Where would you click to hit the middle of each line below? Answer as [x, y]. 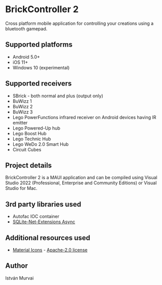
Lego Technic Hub [32, 139]
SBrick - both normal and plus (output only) [58, 96]
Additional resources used [48, 238]
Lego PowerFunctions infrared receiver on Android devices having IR [84, 117]
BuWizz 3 [23, 112]
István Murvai [19, 278]
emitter [20, 123]
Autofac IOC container [36, 217]
